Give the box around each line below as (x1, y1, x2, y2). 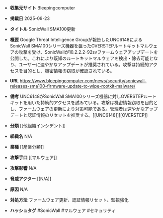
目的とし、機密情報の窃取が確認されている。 (23, 68, 115, 74)
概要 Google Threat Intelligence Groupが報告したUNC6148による (9, 37, 143, 42)
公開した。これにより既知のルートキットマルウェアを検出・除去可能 (9, 55, 150, 61)
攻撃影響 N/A (9, 165, 37, 171)
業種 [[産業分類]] (9, 144, 44, 150)
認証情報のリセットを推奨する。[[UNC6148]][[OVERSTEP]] (27, 112, 148, 118)
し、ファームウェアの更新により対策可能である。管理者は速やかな (9, 106, 145, 112)
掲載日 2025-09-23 (9, 15, 50, 21)
